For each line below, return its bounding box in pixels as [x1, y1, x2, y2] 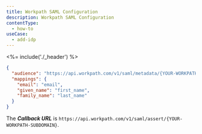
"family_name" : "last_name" [17, 93, 87, 99]
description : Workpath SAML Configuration [6, 14, 114, 20]
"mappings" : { [11, 76, 47, 82]
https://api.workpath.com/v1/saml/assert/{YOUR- [58, 116, 183, 122]
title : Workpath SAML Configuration [6, 8, 98, 15]
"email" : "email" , [17, 82, 63, 88]
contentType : [6, 20, 39, 26]
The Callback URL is [6, 115, 58, 122]
